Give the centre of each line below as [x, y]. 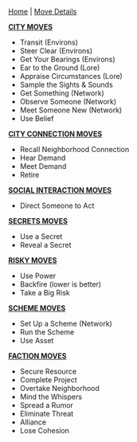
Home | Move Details [43, 12]
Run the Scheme [47, 332]
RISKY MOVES [33, 260]
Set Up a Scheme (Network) [66, 323]
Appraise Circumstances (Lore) [71, 76]
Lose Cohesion [45, 430]
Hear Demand [43, 158]
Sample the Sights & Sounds [66, 84]
